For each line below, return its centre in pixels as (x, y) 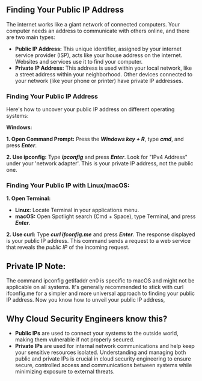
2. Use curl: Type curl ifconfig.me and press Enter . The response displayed (101, 234)
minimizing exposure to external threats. (65, 371)
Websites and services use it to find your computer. (79, 61)
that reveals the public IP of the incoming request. (68, 247)
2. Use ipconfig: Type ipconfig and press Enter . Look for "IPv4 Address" (97, 157)
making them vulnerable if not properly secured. (75, 340)
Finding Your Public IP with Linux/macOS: (68, 186)
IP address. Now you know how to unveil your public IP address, (86, 300)
